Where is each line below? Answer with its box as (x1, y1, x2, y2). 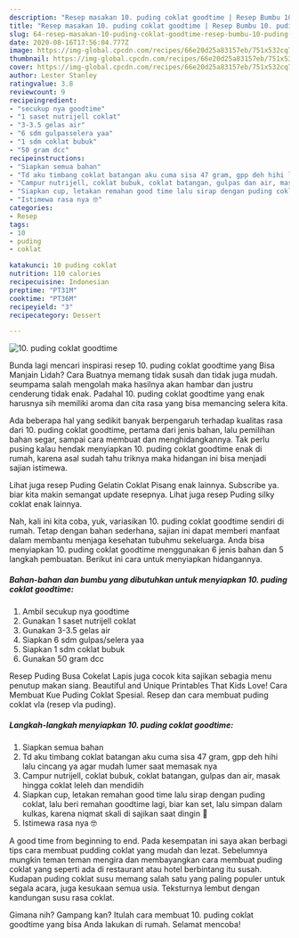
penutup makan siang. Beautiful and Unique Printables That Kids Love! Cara (9, 681, 287, 691)
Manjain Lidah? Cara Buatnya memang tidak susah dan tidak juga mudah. (9, 370, 278, 380)
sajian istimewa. (9, 462, 69, 473)
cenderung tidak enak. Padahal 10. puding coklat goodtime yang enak (9, 388, 265, 399)
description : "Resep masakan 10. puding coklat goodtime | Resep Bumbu (9, 12, 280, 22)
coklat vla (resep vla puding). (9, 699, 117, 710)
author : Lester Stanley (9, 71, 98, 80)
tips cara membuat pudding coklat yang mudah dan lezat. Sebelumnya (9, 845, 269, 856)
